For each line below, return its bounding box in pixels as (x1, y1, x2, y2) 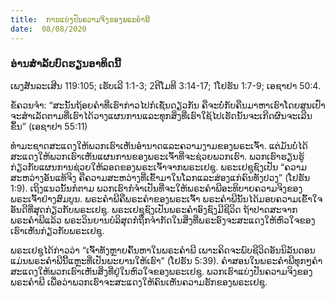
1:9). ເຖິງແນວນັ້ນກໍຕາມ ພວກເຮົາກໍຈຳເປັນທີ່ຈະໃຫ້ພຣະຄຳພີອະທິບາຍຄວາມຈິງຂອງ (10, 182, 303, 194)
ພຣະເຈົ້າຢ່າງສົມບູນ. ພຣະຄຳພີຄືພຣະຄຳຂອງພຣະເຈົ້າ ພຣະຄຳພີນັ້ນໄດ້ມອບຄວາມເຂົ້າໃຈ (10, 192, 323, 205)
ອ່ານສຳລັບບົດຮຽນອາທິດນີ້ (10, 57, 122, 71)
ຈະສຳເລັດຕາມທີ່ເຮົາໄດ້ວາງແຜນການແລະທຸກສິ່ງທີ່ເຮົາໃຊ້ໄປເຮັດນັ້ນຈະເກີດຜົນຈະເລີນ (10, 109, 313, 121)
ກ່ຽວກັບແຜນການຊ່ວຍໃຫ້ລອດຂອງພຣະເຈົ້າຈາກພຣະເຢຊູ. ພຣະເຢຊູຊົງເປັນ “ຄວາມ (10, 161, 308, 173)
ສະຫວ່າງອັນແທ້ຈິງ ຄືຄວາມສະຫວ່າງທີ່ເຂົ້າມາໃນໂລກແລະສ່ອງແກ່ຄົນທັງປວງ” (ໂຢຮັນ (10, 171, 311, 183)
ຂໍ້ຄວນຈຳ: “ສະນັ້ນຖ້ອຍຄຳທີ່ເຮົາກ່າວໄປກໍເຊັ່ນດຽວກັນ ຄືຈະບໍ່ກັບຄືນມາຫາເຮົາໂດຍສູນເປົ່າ (10, 99, 326, 111)
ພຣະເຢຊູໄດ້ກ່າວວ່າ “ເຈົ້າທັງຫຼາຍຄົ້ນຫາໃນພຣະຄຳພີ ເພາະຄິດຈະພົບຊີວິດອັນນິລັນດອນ (10, 244, 316, 256)
